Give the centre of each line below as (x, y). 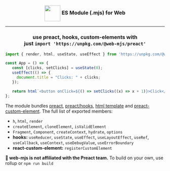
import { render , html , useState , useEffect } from (61, 54)
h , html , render (28, 121)
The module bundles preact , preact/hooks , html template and (69, 106)
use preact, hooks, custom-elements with (85, 37)
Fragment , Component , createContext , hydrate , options (68, 131)
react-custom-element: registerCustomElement (62, 148)
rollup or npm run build (29, 163)
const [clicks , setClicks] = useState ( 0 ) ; (57, 68)
